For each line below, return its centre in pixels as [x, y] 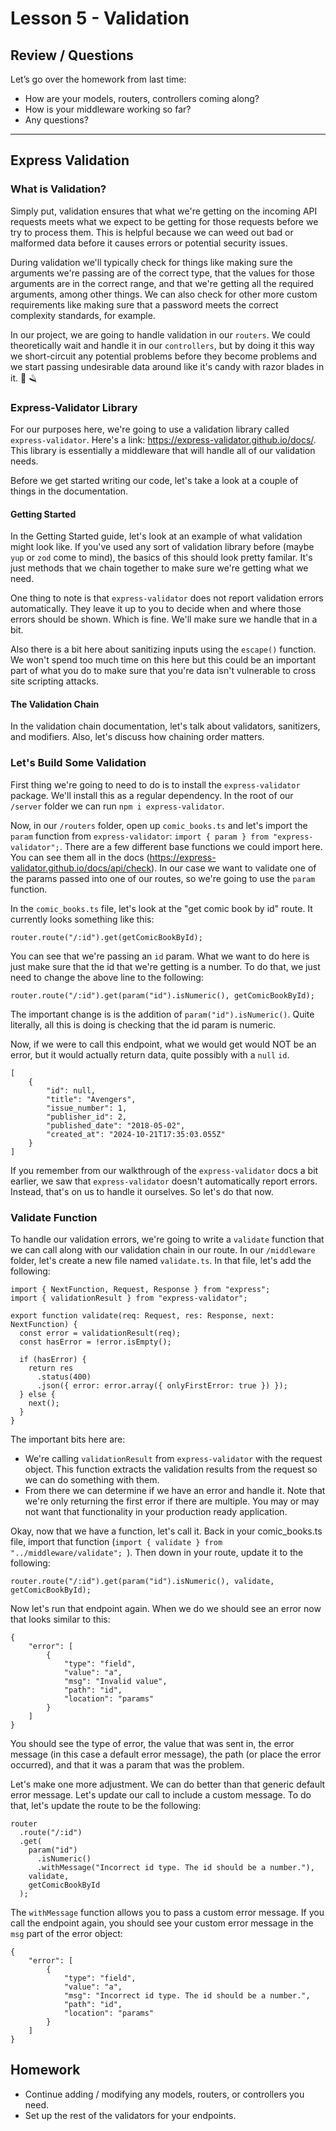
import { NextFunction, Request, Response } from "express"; [140, 1289]
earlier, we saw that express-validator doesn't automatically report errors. [164, 1181]
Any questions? [56, 120]
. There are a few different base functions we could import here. [191, 846]
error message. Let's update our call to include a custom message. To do [161, 1794]
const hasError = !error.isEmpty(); [95, 1342]
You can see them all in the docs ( [80, 857]
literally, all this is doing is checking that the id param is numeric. [143, 1024]
